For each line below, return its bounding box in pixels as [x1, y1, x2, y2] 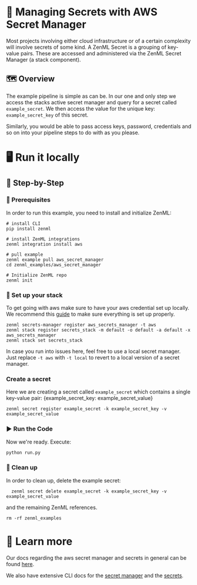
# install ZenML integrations [6, 236, 81, 242]
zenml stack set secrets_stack [6, 337, 83, 343]
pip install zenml [6, 226, 51, 232]
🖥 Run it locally [6, 150, 80, 164]
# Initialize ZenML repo [6, 272, 67, 278]
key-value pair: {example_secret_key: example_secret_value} [6, 395, 153, 402]
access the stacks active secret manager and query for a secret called [6, 98, 177, 105]
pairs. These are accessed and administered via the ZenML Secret [20, 49, 182, 57]
